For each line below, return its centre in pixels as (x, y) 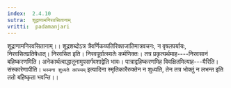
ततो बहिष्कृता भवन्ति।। (33, 78)
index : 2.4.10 (29, 14)
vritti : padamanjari (39, 26)
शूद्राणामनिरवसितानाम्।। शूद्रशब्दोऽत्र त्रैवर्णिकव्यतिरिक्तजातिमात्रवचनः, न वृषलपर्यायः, (97, 46)
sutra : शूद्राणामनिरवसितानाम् (39, 20)
